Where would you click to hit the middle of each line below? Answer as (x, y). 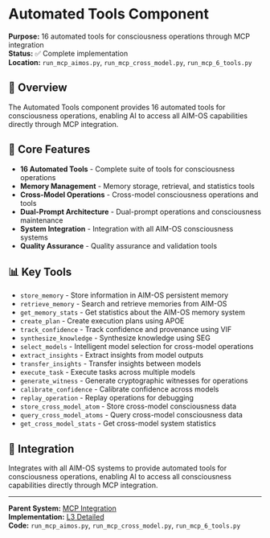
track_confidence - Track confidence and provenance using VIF (126, 330)
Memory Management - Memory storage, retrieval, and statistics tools (137, 186)
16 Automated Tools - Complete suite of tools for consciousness (127, 169)
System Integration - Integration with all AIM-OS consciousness (127, 228)
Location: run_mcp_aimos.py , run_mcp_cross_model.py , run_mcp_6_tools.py (130, 62)
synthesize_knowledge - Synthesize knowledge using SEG (115, 338)
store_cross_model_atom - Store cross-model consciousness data (128, 406)
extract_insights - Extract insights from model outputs (111, 355)
